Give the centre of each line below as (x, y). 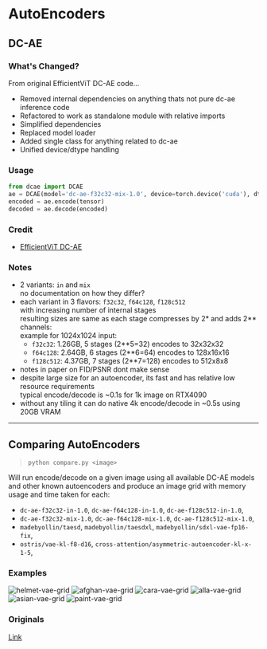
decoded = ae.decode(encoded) (58, 209)
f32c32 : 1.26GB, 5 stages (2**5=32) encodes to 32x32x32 (128, 344)
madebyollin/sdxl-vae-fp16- (202, 528)
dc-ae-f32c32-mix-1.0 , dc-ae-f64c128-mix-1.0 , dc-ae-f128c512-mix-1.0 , (137, 518)
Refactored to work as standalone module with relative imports (122, 116)
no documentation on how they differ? (82, 293)
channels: (36, 327)
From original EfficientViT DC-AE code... (74, 83)
